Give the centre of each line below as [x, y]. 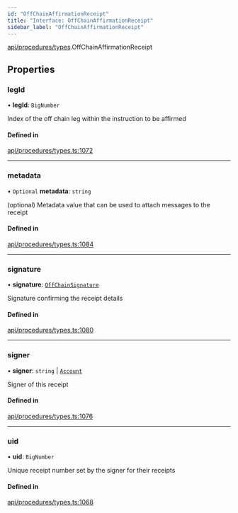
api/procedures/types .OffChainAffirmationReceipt [80, 47]
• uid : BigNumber [31, 456]
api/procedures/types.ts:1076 [50, 416]
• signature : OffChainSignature [53, 284]
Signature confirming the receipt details [65, 299]
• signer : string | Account [45, 370]
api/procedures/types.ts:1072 [50, 151]
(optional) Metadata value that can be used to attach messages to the [109, 204]
